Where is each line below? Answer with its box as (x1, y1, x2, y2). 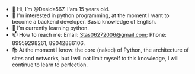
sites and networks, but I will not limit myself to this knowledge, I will (11, 55, 179, 62)
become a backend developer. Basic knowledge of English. (11, 18, 156, 25)
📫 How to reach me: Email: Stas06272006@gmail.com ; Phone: (11, 31, 167, 38)
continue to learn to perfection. (11, 61, 88, 68)
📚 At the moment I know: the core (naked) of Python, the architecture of (11, 46, 190, 53)
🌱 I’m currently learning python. (11, 24, 89, 31)
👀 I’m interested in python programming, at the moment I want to (11, 12, 170, 19)
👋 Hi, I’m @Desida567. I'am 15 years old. (11, 6, 110, 12)
